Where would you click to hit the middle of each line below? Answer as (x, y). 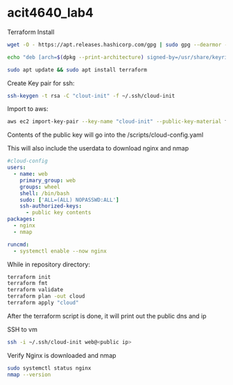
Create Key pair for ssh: (41, 83)
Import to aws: (28, 109)
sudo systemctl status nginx (49, 368)
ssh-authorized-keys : (51, 206)
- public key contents (58, 213)
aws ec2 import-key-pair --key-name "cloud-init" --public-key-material (114, 122)
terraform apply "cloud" (43, 303)
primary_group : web (48, 180)
